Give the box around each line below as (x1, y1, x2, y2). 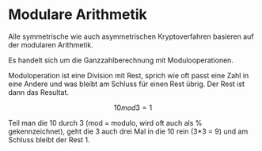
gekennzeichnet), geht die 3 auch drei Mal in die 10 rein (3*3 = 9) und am (8, 126, 249, 136)
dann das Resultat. (8, 87, 70, 96)
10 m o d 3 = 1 (113, 103, 153, 112)
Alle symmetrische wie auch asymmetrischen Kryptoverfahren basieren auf (8, 32, 255, 41)
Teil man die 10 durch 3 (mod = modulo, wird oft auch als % (8, 118, 203, 127)
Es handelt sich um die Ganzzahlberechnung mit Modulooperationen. (8, 55, 234, 65)
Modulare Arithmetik (8, 6, 148, 24)
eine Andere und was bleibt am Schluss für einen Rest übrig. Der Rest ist (8, 79, 245, 89)
